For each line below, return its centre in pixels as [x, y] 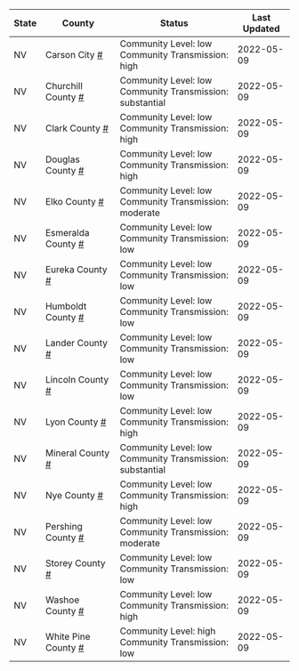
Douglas [62, 159]
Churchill [64, 86]
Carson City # [74, 55]
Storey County [75, 563]
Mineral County [77, 453]
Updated [261, 28]
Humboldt [66, 306]
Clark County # [77, 128]
